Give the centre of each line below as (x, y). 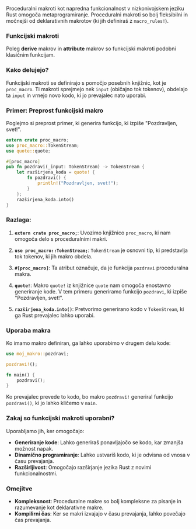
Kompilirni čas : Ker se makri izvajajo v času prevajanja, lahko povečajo (100, 513)
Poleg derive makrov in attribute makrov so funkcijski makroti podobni (91, 49)
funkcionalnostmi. (36, 473)
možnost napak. (34, 448)
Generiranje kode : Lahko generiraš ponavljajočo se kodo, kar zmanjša (99, 442)
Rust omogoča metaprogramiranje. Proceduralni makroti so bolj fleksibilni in (97, 15)
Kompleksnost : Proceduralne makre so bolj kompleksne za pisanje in (98, 501)
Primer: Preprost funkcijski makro (55, 110)
